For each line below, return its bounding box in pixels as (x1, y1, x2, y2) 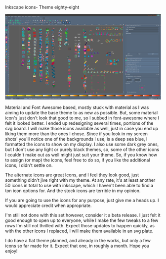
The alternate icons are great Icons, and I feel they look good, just (5, 172, 139, 178)
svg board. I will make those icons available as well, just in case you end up (5, 126, 159, 132)
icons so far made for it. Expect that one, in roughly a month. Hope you (5, 243, 150, 249)
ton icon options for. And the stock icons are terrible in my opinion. (5, 188, 141, 194)
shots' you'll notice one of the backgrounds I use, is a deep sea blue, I (5, 136, 148, 142)
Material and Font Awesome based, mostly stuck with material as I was (5, 104, 149, 110)
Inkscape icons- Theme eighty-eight (5, 4, 80, 10)
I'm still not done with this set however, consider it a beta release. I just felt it (5, 212, 161, 218)
